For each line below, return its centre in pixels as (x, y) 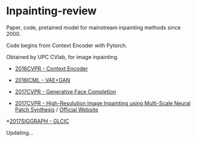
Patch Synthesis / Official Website (56, 109)
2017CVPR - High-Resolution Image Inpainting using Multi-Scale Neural (103, 103)
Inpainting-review (51, 11)
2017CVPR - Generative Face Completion (65, 91)
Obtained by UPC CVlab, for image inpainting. (62, 57)
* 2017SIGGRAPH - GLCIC (38, 121)
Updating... (20, 132)
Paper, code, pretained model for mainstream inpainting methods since (93, 27)
